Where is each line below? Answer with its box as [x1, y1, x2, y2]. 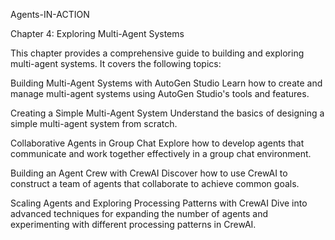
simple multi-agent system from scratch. [10, 118, 178, 129]
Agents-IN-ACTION [10, 9, 90, 20]
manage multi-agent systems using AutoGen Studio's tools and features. [10, 88, 310, 99]
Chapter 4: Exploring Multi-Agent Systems [10, 28, 185, 39]
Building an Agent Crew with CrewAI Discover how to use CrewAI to [10, 167, 288, 179]
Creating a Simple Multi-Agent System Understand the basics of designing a [10, 107, 325, 119]
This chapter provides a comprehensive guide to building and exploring [10, 47, 305, 59]
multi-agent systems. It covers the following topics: [10, 58, 222, 69]
